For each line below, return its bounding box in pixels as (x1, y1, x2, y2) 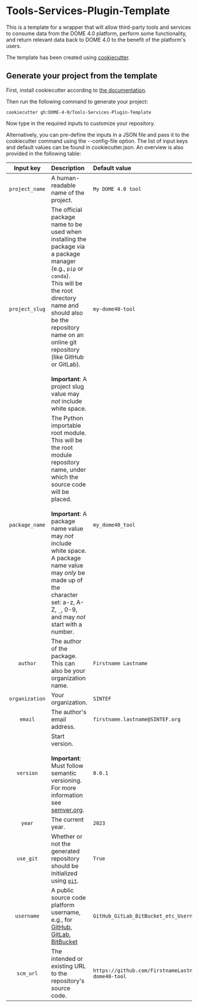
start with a (51, 620, 82, 628)
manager (51, 257, 76, 265)
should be (51, 861, 79, 870)
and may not (51, 613, 86, 621)
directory (51, 293, 77, 302)
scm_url (16, 970, 38, 976)
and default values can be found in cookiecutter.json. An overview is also (6, 143, 184, 151)
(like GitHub (51, 352, 84, 361)
